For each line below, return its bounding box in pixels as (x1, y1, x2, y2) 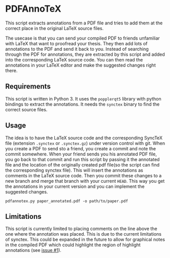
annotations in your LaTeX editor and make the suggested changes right (5, 62, 156, 68)
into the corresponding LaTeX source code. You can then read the (5, 56, 143, 62)
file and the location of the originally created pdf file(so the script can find (5, 162, 160, 168)
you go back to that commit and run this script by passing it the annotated (5, 156, 160, 163)
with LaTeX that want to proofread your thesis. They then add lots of (5, 40, 148, 46)
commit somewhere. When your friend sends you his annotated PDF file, (5, 151, 157, 157)
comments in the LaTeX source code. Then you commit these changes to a (5, 172, 162, 178)
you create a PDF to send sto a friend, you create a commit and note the (5, 145, 156, 151)
